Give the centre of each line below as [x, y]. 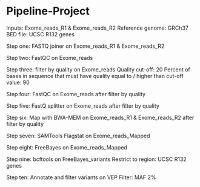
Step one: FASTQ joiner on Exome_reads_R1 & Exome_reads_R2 [85, 46]
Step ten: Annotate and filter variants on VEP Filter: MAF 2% [81, 177]
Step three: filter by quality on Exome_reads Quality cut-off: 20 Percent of [98, 69]
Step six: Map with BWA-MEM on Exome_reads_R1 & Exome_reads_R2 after [100, 117]
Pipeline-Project [48, 11]
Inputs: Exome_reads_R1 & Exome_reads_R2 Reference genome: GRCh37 [98, 28]
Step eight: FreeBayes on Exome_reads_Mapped [67, 147]
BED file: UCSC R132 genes [40, 34]
